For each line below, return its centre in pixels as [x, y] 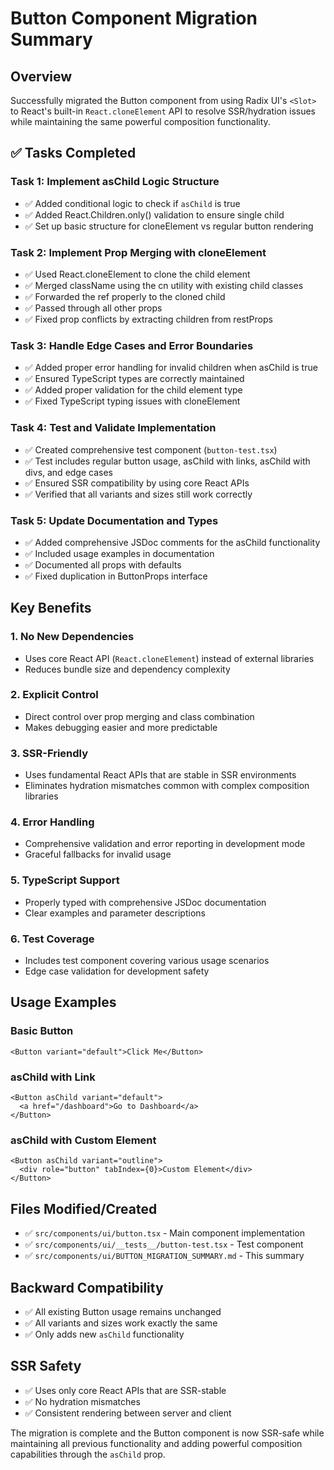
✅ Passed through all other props [93, 308]
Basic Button [42, 1031]
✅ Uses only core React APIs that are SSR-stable [125, 1390]
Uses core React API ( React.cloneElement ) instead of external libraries [169, 658]
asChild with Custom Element [83, 1140]
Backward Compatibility [87, 1287]
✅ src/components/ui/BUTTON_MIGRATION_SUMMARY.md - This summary [164, 1256]
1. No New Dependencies [72, 637]
